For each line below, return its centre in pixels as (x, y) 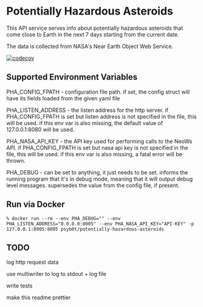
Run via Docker (36, 205)
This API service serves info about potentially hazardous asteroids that (95, 28)
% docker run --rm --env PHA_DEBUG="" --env (64, 218)
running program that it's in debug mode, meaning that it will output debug (100, 179)
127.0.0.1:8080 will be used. (40, 129)
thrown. (16, 160)
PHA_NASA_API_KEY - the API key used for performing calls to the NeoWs (99, 141)
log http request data (33, 262)
